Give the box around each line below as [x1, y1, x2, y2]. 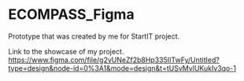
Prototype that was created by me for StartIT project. [8, 31, 180, 41]
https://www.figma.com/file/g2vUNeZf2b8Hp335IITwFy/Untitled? [8, 55, 220, 64]
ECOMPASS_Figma [8, 6, 135, 24]
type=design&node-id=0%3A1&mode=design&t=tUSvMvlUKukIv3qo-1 [8, 63, 236, 72]
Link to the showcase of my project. [8, 46, 124, 56]
